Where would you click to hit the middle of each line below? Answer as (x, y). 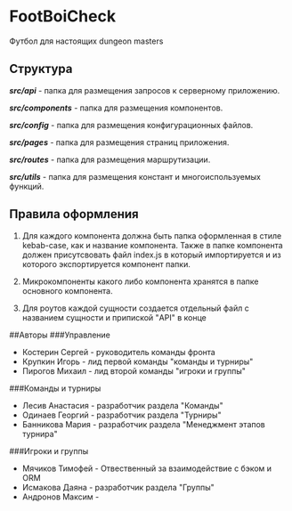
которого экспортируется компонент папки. (106, 264)
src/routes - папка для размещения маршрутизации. (110, 159)
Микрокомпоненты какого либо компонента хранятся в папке (141, 281)
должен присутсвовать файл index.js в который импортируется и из (152, 255)
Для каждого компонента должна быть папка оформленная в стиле (152, 235)
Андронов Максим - (61, 497)
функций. (27, 186)
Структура (41, 69)
